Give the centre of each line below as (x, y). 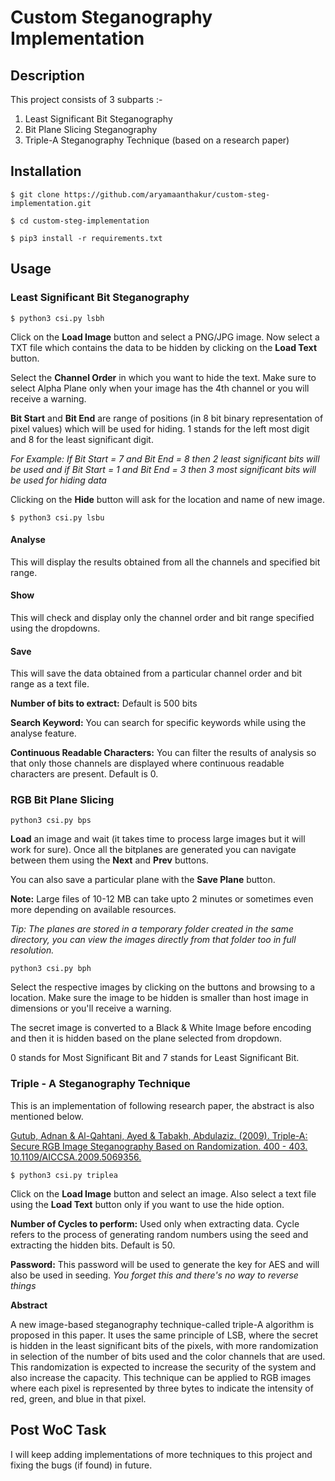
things (23, 1285)
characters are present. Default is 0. (84, 774)
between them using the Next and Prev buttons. (109, 860)
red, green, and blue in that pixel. (78, 1398)
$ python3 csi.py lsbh (57, 318)
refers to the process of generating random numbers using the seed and (159, 1234)
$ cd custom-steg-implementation (80, 221)
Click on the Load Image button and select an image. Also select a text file (163, 1193)
